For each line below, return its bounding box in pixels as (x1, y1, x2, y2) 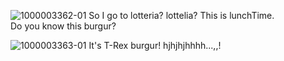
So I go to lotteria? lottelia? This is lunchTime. (88, 10, 275, 21)
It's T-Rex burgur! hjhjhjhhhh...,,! (88, 40, 222, 51)
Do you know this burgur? (10, 20, 117, 32)
